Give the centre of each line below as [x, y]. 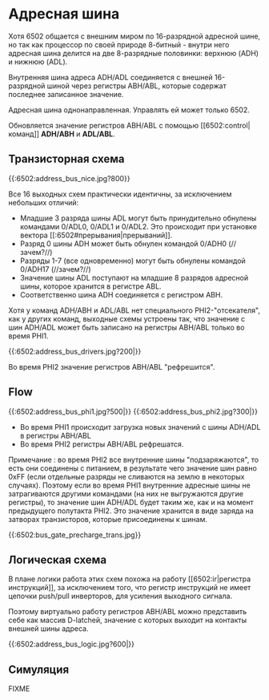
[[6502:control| [225, 125]
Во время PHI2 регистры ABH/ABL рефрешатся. [102, 444]
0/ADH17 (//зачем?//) [55, 269]
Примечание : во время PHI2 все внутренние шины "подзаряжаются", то [133, 459]
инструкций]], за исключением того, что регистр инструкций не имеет [130, 588]
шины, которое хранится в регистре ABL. [90, 286]
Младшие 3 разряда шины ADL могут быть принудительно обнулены [138, 218]
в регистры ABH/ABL [56, 435]
